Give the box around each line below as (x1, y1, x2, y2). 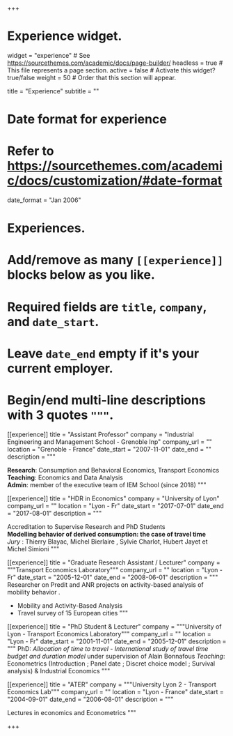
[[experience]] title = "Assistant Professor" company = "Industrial (7, 430, 194, 438)
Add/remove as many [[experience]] (7, 252, 224, 268)
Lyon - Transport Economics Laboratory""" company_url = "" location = (7, 629, 211, 638)
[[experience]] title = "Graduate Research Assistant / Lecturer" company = (7, 558, 220, 567)
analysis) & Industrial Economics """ (7, 666, 111, 675)
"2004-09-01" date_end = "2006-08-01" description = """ (7, 695, 174, 703)
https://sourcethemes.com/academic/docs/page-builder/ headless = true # (7, 59, 223, 67)
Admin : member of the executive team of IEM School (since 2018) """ (7, 480, 207, 489)
